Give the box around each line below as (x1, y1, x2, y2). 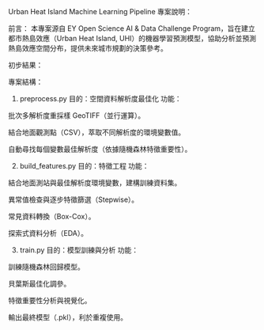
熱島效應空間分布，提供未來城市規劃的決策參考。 (8, 44, 168, 53)
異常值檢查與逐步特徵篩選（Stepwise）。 (8, 195, 139, 204)
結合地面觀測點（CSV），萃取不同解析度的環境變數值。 (8, 127, 186, 137)
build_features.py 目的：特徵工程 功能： (19, 161, 149, 170)
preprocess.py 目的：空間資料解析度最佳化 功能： (19, 94, 182, 103)
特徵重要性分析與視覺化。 (8, 296, 92, 305)
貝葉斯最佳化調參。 (8, 279, 71, 288)
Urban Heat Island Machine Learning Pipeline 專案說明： (8, 7, 192, 16)
